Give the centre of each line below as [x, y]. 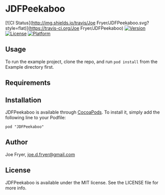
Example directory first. [30, 67]
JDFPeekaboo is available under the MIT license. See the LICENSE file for [82, 182]
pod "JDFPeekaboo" [25, 127]
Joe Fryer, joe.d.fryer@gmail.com [40, 154]
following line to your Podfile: [36, 117]
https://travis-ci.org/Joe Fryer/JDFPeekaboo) [77, 28]
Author [16, 142]
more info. [16, 188]
